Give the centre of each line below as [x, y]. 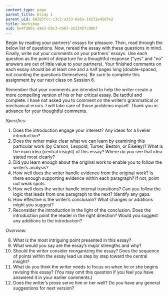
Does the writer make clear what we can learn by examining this [79, 141]
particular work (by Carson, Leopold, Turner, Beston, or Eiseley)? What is [88, 146]
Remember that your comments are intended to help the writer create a [79, 90]
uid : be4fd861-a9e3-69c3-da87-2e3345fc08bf [52, 29]
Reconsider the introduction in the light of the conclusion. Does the [82, 210]
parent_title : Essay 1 [29, 15]
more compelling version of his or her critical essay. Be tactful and [74, 95]
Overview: [16, 230]
